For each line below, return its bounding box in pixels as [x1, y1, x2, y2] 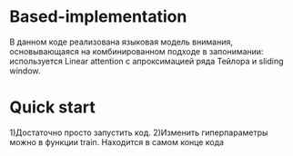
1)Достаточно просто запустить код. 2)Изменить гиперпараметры [9, 127, 268, 138]
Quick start [9, 97, 96, 118]
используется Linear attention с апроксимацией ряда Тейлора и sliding [9, 55, 284, 66]
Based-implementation [9, 6, 187, 27]
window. [9, 65, 41, 76]
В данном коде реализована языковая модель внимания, [9, 36, 234, 47]
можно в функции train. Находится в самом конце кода [9, 136, 225, 147]
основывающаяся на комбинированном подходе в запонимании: [9, 45, 264, 56]
